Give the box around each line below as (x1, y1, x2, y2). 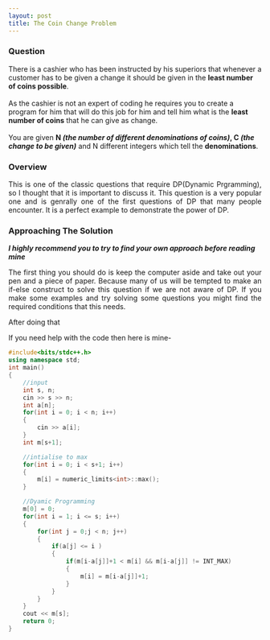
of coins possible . (8, 81, 69, 91)
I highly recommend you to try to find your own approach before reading (8, 243, 256, 254)
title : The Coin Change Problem (8, 19, 117, 27)
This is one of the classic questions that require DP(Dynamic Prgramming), (8, 180, 262, 189)
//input (22, 378, 48, 386)
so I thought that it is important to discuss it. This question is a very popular (8, 188, 262, 198)
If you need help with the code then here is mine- (8, 333, 172, 343)
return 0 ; (22, 617, 56, 626)
